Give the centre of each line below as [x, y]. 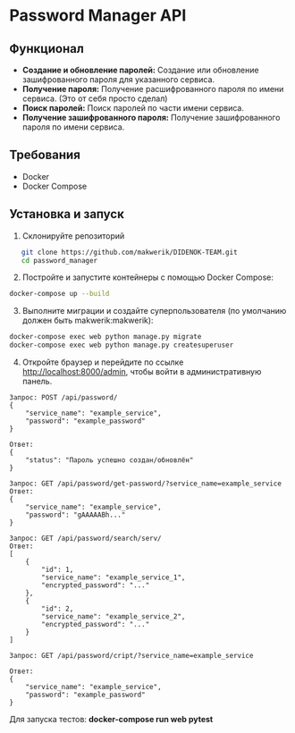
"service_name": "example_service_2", [114, 617]
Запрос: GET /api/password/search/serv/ [86, 538]
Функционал [47, 49]
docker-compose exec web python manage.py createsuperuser [122, 345]
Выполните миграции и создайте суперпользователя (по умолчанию [154, 311]
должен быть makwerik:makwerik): [88, 320]
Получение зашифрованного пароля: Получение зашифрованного [151, 118]
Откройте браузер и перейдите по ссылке [103, 362]
